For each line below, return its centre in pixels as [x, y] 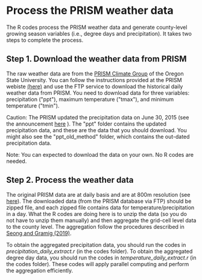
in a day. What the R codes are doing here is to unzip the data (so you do [96, 214]
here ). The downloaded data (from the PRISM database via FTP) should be [99, 201]
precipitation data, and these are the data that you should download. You [96, 130]
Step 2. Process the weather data [70, 180]
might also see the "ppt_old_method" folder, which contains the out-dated [98, 136]
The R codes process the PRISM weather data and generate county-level [97, 27]
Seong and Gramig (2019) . [39, 233]
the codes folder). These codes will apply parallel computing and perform [98, 264]
